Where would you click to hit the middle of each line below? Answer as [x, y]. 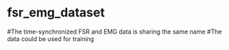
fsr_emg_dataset [56, 13]
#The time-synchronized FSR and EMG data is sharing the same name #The [114, 32]
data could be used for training [51, 38]
